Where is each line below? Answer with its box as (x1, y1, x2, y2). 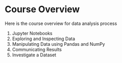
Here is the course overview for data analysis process (5, 20, 117, 26)
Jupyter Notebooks (12, 30, 53, 36)
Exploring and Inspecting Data (12, 36, 75, 42)
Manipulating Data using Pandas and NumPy (12, 41, 105, 47)
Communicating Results (12, 46, 62, 52)
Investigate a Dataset (12, 52, 57, 58)
